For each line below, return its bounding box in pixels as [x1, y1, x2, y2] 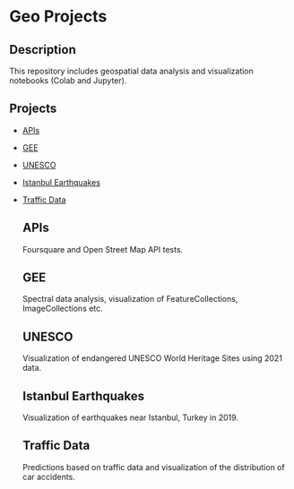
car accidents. [22, 471, 76, 482]
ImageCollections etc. [22, 303, 103, 314]
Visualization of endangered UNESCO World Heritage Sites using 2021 [22, 353, 282, 364]
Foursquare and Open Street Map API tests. [22, 244, 184, 254]
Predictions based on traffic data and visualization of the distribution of [22, 461, 285, 472]
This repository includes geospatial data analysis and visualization [9, 65, 254, 76]
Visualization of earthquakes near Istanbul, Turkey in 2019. [22, 412, 239, 423]
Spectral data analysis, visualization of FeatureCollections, [22, 294, 238, 305]
